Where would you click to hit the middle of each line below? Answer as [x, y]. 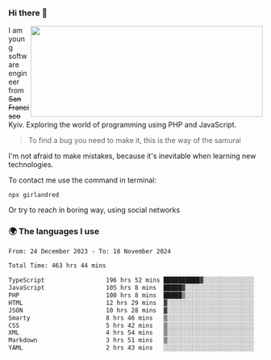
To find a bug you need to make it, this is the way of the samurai [135, 140]
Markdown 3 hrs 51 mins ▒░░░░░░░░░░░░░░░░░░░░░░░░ [131, 341]
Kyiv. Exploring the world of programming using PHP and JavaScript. [123, 125]
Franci [19, 107]
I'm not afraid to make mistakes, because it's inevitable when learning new [132, 156]
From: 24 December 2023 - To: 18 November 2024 [90, 251]
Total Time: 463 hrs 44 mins [57, 266]
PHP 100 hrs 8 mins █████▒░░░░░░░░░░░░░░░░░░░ [131, 295]
